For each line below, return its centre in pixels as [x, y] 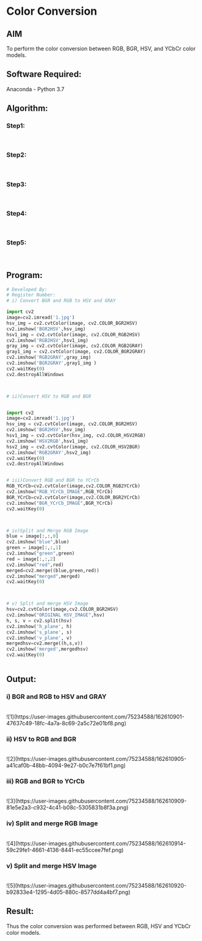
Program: [24, 275]
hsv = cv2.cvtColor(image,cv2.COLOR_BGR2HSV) [63, 610]
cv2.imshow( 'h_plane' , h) [39, 626]
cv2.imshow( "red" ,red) [35, 565]
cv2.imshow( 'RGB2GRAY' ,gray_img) [49, 357]
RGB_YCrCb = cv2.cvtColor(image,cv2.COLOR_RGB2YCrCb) [73, 486]
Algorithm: [27, 108]
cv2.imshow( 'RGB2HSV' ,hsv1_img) [47, 340]
